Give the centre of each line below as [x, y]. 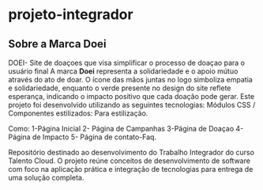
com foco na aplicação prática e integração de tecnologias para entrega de [131, 169]
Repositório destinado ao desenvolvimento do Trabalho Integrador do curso [131, 152]
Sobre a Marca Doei [57, 44]
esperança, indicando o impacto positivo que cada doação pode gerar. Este [131, 96]
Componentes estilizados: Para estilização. [78, 113]
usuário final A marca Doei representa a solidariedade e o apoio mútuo [123, 71]
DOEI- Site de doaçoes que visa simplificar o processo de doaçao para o [126, 63]
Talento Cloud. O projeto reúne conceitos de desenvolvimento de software [130, 161]
